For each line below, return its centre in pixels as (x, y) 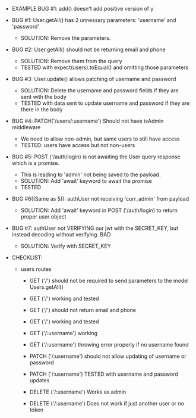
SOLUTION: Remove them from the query (72, 61)
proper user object (43, 216)
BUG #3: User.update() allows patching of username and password (94, 79)
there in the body (42, 109)
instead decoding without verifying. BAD (61, 234)
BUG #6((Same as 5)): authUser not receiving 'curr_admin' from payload (100, 199)
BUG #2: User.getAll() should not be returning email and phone (88, 49)
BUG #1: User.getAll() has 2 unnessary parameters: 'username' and (94, 20)
